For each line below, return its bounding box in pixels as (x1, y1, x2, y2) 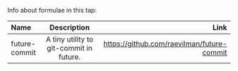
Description (49, 22, 90, 32)
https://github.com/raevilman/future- (103, 39, 227, 49)
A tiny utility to (45, 34, 93, 44)
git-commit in (47, 44, 93, 53)
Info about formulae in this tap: (7, 6, 97, 14)
